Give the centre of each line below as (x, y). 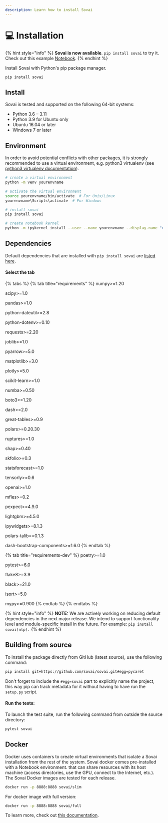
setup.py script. (21, 692)
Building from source (38, 645)
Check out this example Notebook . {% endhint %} (57, 58)
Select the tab (20, 272)
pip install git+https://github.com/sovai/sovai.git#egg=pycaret (74, 671)
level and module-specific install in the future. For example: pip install (79, 624)
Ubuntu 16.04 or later (34, 125)
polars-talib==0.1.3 (24, 536)
